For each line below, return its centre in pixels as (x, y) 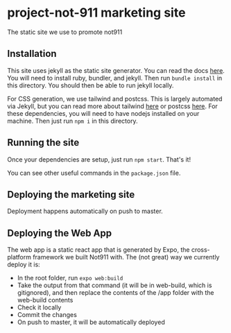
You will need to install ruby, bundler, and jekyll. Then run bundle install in (115, 78)
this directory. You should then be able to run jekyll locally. (91, 85)
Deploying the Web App (60, 233)
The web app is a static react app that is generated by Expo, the (99, 250)
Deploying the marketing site (71, 195)
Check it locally (39, 307)
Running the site (43, 143)
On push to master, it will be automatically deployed (91, 322)
